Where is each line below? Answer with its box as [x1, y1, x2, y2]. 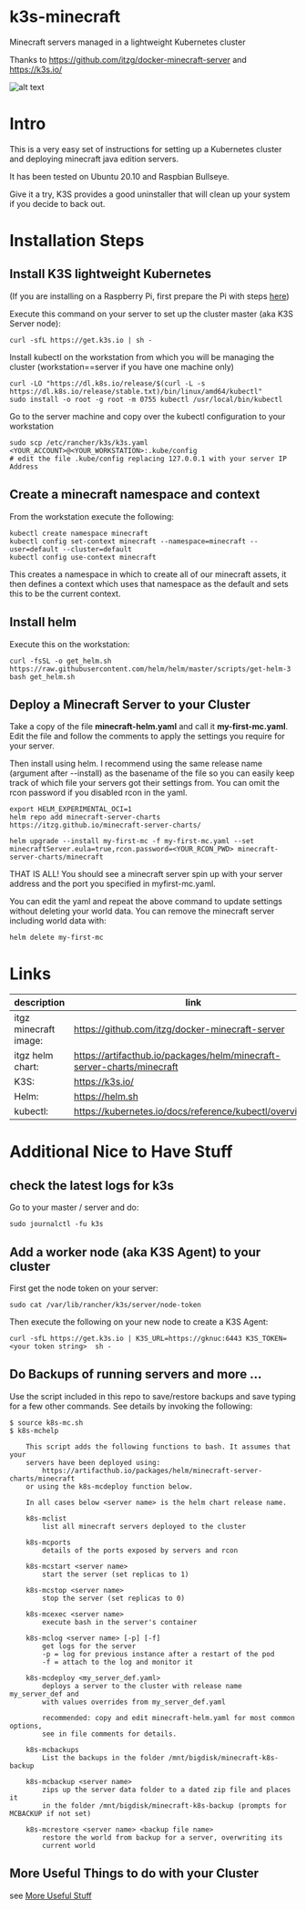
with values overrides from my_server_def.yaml [42, 1697, 226, 1707]
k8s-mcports [25, 1538, 71, 1547]
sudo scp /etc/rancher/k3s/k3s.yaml [9, 438, 148, 448]
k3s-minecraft [9, 6, 121, 27]
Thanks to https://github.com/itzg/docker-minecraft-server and [9, 54, 248, 65]
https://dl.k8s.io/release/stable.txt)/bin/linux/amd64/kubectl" [9, 387, 262, 396]
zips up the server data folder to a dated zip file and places [42, 1785, 291, 1794]
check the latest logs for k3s [9, 1178, 175, 1193]
